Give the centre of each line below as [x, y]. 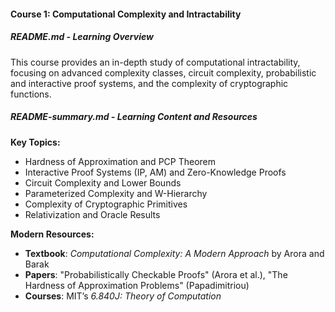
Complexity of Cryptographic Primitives [106, 204]
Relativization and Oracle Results [92, 214]
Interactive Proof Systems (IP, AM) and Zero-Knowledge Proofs [155, 172]
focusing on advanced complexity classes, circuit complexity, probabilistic [163, 72]
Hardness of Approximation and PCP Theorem [120, 161]
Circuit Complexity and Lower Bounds [103, 182]
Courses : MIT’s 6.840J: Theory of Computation [123, 296]
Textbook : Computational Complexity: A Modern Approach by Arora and [174, 253]
